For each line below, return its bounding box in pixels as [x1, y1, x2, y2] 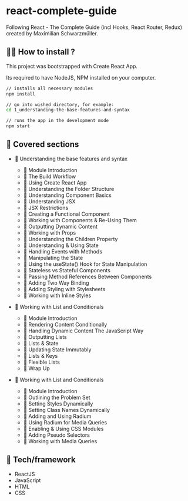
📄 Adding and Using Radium [23, 413, 92, 420]
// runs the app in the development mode [6, 118, 109, 124]
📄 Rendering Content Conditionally [23, 321, 108, 328]
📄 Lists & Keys [23, 352, 58, 359]
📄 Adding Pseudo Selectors [23, 431, 90, 439]
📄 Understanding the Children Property [23, 235, 118, 242]
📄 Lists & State [23, 340, 59, 347]
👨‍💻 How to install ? [6, 47, 75, 57]
